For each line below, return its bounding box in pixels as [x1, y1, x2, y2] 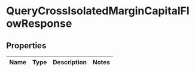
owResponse [6, 17, 72, 30]
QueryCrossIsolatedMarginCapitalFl [6, 4, 190, 18]
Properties [6, 40, 47, 51]
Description [53, 58, 87, 66]
